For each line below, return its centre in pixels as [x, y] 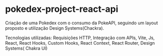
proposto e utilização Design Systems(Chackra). [55, 28]
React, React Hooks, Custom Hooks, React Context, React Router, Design [80, 43]
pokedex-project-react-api [62, 9]
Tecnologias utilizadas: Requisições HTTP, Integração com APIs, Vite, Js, [80, 38]
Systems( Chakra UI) [26, 48]
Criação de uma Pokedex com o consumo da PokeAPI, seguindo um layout [81, 23]
